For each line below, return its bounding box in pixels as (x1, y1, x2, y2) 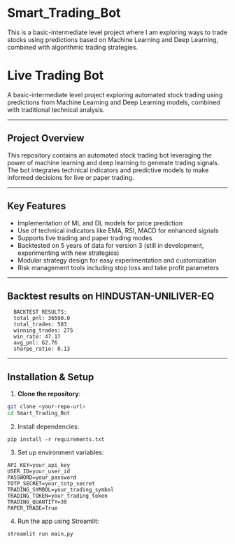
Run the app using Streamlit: (17, 517, 99, 525)
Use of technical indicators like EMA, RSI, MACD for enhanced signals (17, 226, 219, 235)
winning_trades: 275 (13, 327, 73, 334)
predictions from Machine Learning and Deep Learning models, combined (7, 98, 220, 106)
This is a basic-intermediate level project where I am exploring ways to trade (7, 28, 228, 36)
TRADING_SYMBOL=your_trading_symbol (7, 486, 114, 493)
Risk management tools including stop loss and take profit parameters (17, 263, 219, 272)
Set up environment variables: (17, 448, 104, 456)
